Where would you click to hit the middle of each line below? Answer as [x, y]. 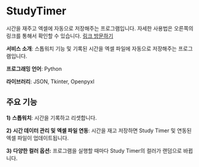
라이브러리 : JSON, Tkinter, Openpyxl [50, 81]
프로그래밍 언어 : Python [34, 69]
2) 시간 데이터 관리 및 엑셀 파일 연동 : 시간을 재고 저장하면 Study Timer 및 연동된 [99, 130]
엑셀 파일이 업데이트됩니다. [37, 138]
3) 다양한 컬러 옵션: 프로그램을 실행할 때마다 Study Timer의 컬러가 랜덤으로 [94, 150]
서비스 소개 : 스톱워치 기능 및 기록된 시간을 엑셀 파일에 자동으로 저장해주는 [91, 48]
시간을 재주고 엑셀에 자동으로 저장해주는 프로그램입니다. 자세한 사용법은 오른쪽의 [100, 28]
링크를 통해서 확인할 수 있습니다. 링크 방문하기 [60, 36]
